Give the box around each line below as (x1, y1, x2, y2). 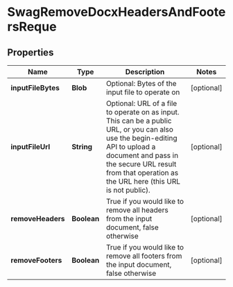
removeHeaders (10, 214, 65, 223)
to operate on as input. (106, 107, 180, 116)
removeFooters (10, 256, 62, 265)
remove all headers (106, 205, 169, 215)
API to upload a (106, 142, 156, 151)
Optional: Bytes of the (106, 79, 177, 88)
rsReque (7, 19, 57, 35)
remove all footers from (106, 251, 182, 261)
